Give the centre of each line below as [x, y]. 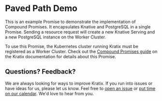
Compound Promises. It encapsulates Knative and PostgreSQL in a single [78, 26]
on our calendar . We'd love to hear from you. [50, 93]
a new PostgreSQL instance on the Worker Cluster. [56, 37]
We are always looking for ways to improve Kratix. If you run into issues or [79, 83]
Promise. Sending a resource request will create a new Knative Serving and [80, 32]
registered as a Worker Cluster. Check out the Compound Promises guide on [81, 51]
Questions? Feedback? [40, 72]
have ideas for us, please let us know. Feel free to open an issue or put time [80, 88]
